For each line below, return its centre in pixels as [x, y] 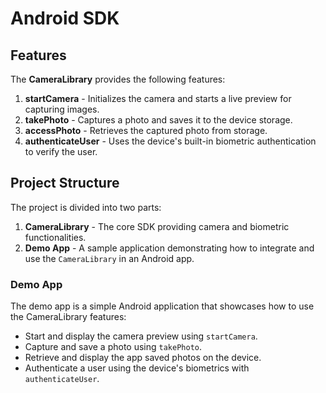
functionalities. [55, 237]
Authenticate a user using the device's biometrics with [137, 368]
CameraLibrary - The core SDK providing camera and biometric [157, 226]
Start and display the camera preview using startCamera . [141, 336]
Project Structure [65, 183]
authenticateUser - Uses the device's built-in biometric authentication [170, 141]
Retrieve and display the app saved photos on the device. [143, 358]
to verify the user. [61, 151]
